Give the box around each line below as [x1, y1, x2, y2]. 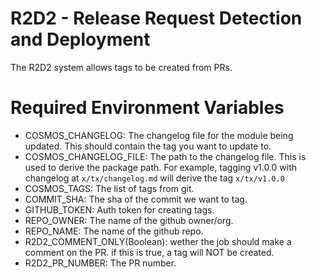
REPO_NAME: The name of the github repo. [24, 225, 204, 237]
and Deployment [10, 28, 151, 51]
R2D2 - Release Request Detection [10, 7, 303, 30]
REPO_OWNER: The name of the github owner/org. [24, 214, 234, 226]
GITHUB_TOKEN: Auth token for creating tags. [24, 203, 215, 216]
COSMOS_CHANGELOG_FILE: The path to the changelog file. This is [24, 150, 307, 162]
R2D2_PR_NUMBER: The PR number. [24, 257, 177, 269]
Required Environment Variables [10, 97, 285, 119]
